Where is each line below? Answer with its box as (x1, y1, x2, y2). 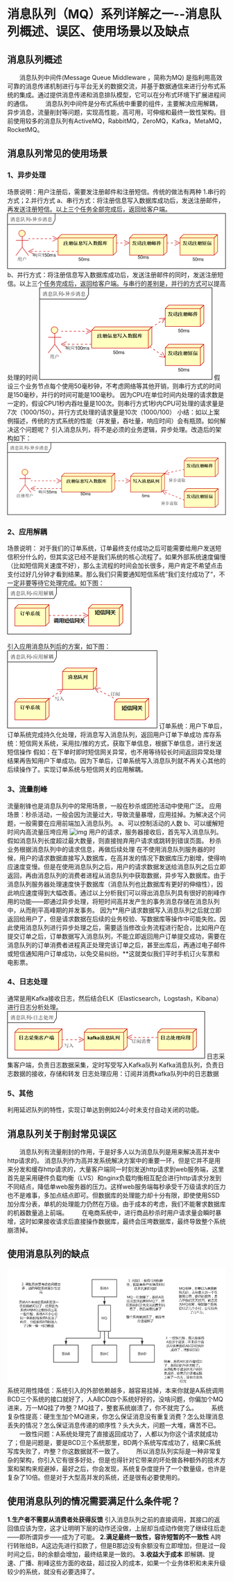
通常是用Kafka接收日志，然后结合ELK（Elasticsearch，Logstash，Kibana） (7, 994, 223, 1002)
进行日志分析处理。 (7, 1003, 62, 1011)
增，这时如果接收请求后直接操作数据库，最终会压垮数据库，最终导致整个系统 (7, 1217, 226, 1225)
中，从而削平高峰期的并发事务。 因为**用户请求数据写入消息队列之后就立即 (7, 905, 222, 914)
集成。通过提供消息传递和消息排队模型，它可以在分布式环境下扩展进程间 (19, 91, 226, 99)
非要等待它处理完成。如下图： (19, 579, 105, 588)
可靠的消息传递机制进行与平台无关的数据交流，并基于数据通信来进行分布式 (7, 82, 220, 90)
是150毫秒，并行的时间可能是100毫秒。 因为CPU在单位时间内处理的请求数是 (7, 390, 224, 398)
